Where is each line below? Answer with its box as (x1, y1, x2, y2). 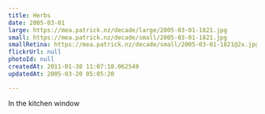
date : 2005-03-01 (8, 19, 65, 27)
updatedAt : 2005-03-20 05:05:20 (8, 70, 114, 78)
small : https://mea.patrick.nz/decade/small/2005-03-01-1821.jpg (8, 33, 227, 42)
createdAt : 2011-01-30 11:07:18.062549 (8, 63, 140, 71)
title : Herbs (8, 11, 51, 20)
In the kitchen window (8, 98, 80, 108)
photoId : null (8, 56, 55, 64)
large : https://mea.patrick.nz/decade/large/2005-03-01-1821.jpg (8, 26, 227, 34)
